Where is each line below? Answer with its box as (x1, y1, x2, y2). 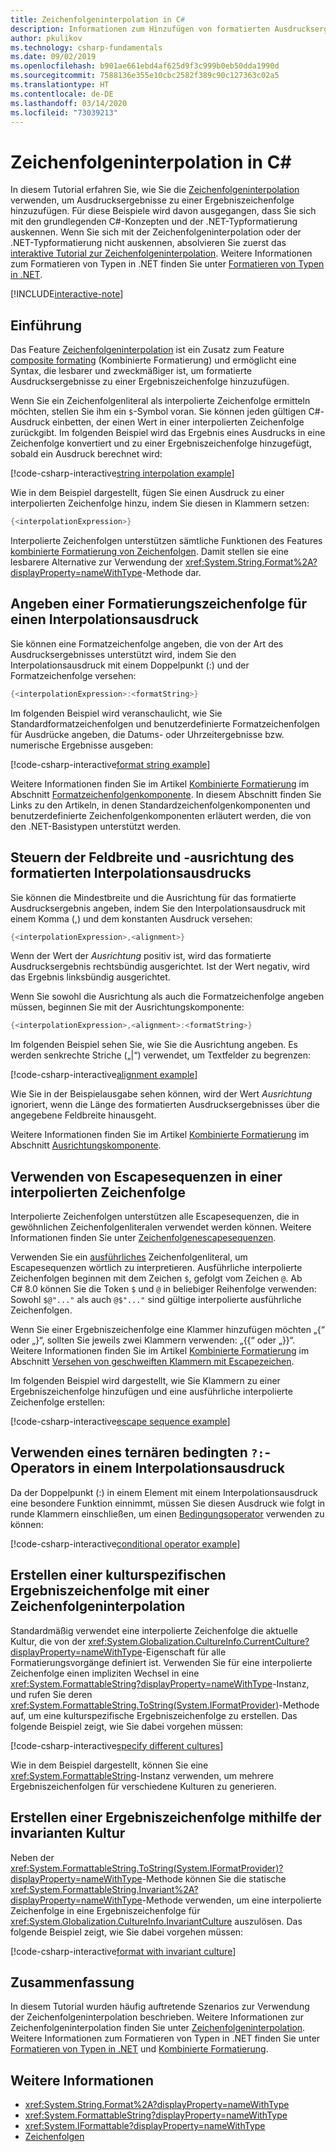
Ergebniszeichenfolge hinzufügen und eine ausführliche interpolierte (10, 1386, 293, 1398)
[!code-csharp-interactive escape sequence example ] (10, 1416, 231, 1428)
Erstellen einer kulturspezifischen (10, 1567, 227, 1584)
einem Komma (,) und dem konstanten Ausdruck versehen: (10, 912, 253, 925)
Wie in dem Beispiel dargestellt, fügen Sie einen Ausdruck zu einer (10, 487, 285, 499)
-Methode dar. (141, 567, 202, 578)
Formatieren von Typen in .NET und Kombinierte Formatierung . (10, 2043, 269, 2055)
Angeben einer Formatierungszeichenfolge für (10, 596, 307, 613)
